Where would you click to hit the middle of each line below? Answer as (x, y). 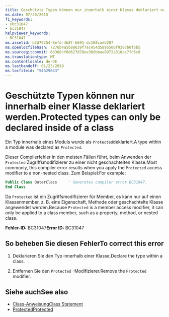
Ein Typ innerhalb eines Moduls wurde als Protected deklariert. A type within (83, 142)
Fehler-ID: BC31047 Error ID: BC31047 (45, 228)
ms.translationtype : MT (30, 57)
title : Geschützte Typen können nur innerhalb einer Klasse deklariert (82, 10)
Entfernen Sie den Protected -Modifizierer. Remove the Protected (79, 271)
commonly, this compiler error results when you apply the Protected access (84, 167)
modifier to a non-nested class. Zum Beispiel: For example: (66, 173)
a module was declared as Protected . (44, 147)
